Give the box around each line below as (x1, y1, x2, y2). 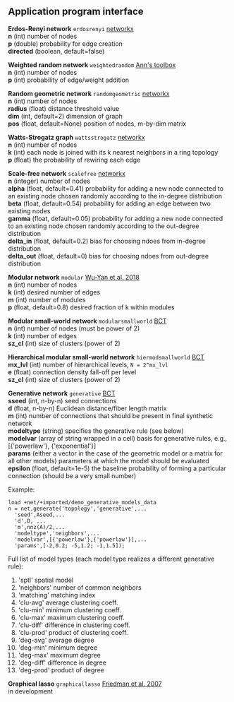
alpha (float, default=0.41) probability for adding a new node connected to (8, 184, 224, 193)
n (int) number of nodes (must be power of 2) (8, 324, 140, 333)
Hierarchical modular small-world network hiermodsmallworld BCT (8, 352, 205, 361)
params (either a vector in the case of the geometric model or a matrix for (8, 448, 223, 458)
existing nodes (8, 206, 51, 215)
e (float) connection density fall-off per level (8, 367, 137, 376)
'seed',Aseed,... (14, 511, 66, 518)
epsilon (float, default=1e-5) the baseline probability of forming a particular (8, 464, 226, 472)
